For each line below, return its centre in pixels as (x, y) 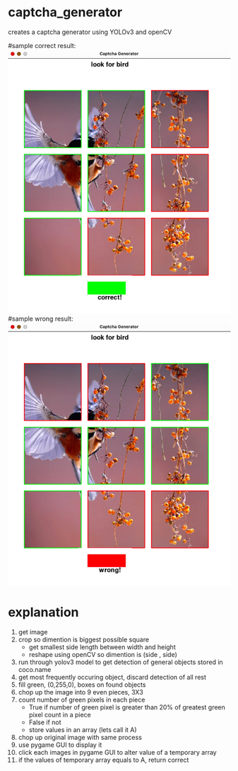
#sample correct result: (42, 45)
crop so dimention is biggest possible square (84, 640)
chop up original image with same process (80, 738)
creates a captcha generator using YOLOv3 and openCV (90, 32)
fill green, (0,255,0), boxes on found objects (82, 685)
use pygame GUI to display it (60, 745)
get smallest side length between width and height (102, 647)
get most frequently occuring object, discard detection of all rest (112, 678)
